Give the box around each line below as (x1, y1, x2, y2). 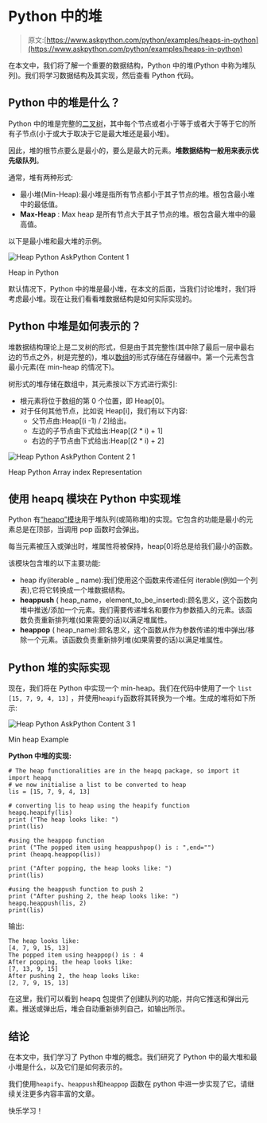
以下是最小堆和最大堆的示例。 (8, 236, 106, 245)
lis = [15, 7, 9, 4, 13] (8, 788, 91, 796)
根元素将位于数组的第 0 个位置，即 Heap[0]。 (19, 396, 169, 405)
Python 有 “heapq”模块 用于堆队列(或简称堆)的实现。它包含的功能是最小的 (8, 515, 246, 524)
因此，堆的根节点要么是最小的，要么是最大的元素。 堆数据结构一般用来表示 (8, 145, 252, 155)
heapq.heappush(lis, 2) (8, 899, 87, 908)
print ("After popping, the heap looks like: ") (8, 865, 172, 873)
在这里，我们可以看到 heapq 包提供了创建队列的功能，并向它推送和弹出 (8, 994, 242, 1004)
